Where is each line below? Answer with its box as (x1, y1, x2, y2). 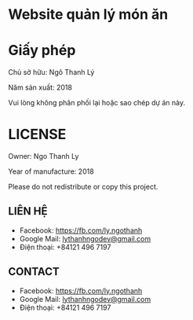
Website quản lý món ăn (8, 6, 169, 24)
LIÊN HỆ (8, 204, 48, 218)
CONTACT (8, 265, 60, 278)
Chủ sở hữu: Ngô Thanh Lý (8, 68, 95, 77)
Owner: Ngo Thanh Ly (8, 152, 79, 161)
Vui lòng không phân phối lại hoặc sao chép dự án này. (8, 98, 186, 108)
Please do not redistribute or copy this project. (8, 182, 158, 192)
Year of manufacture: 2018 (8, 167, 94, 176)
